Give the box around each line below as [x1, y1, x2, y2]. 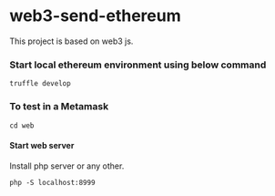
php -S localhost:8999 [9, 178, 96, 187]
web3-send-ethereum [9, 5, 181, 26]
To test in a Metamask [9, 100, 109, 113]
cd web [9, 120, 35, 130]
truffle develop [9, 79, 71, 88]
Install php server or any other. [9, 160, 125, 171]
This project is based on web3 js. [9, 36, 134, 46]
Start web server [9, 140, 75, 151]
